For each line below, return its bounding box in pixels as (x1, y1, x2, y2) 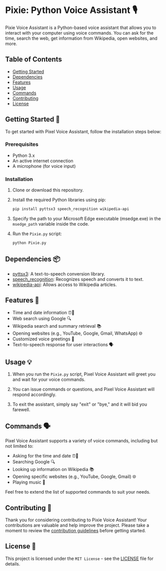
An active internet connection (12, 157, 73, 164)
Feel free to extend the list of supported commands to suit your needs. (5, 489, 151, 495)
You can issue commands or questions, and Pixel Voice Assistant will (12, 386, 155, 393)
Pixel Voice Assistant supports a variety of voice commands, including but (5, 438, 158, 444)
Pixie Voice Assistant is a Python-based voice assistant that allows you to (5, 24, 156, 31)
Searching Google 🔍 (12, 459, 55, 465)
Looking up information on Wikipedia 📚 (12, 466, 94, 472)
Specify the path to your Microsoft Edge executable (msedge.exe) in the (12, 216, 161, 222)
